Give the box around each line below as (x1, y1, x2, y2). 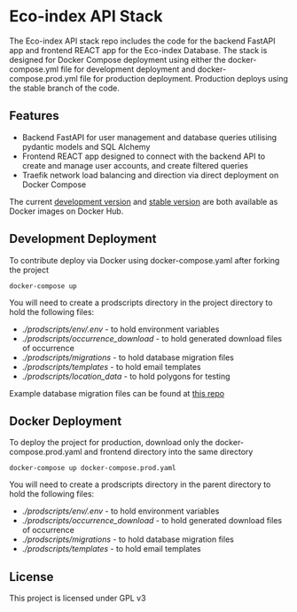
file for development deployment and (60, 64, 196, 75)
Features (9, 108, 59, 123)
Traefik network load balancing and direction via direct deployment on (21, 169, 279, 180)
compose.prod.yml (9, 73, 78, 83)
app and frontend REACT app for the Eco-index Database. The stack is (9, 44, 268, 55)
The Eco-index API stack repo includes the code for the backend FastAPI (9, 35, 276, 46)
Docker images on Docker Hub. (9, 206, 124, 216)
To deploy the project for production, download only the (9, 437, 214, 448)
